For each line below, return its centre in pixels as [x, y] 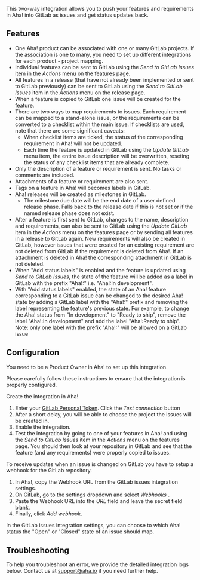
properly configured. [32, 385]
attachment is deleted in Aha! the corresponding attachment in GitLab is [103, 257]
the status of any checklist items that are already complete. [96, 162]
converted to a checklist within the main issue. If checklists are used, [99, 124]
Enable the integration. [43, 427]
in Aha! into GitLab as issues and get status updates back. [78, 15]
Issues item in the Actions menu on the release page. [80, 93]
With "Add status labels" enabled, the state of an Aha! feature [90, 289]
